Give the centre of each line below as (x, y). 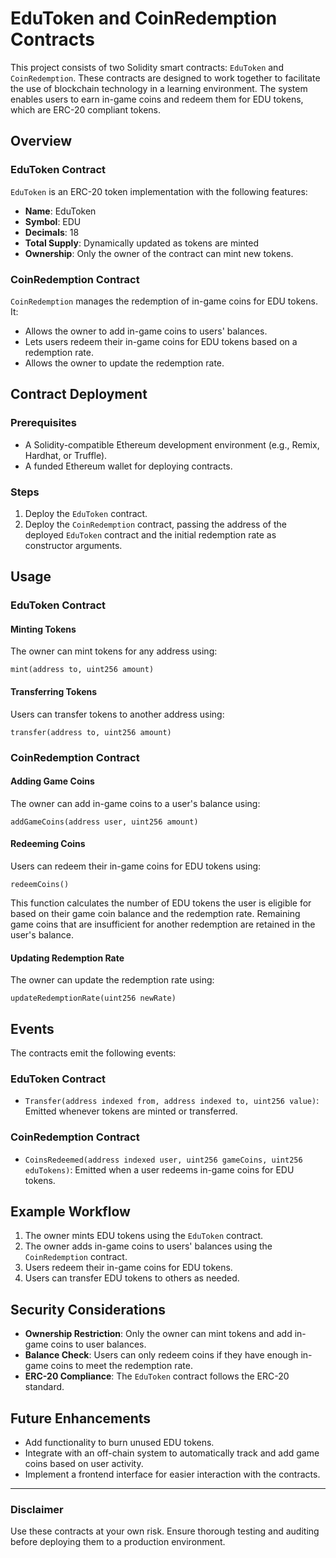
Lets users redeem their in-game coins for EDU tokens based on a (161, 341)
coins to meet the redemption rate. (121, 1366)
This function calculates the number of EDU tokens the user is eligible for (161, 903)
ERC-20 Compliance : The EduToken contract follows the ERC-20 (157, 1376)
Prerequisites (43, 423)
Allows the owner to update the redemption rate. (124, 363)
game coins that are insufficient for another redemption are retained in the (163, 924)
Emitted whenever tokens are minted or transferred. (131, 1111)
